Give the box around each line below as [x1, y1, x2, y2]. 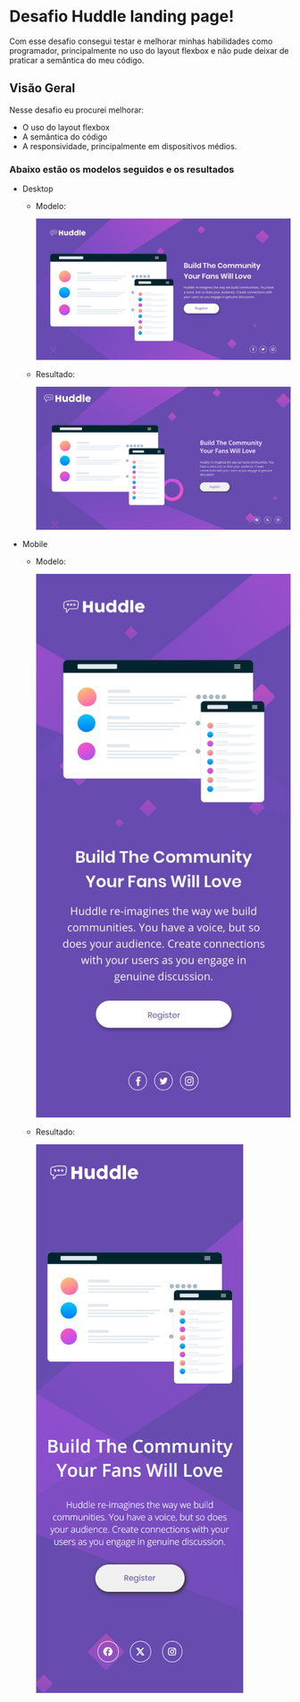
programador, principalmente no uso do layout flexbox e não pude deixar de [9, 45, 289, 55]
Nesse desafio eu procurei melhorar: [9, 105, 145, 115]
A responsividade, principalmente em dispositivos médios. [21, 140, 237, 151]
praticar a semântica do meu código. [9, 55, 145, 65]
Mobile [21, 538, 48, 549]
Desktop [21, 183, 54, 194]
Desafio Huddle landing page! [9, 6, 235, 27]
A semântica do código [21, 131, 108, 142]
